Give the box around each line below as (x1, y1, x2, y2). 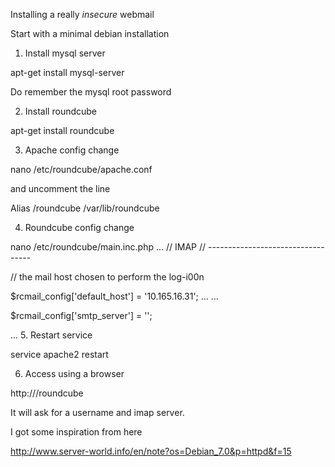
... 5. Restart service (10, 329, 93, 341)
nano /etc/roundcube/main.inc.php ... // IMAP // (10, 241, 207, 253)
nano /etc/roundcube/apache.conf (10, 164, 153, 175)
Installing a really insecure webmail (10, 9, 155, 20)
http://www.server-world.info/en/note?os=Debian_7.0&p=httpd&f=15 (10, 445, 292, 457)
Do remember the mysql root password (10, 86, 172, 98)
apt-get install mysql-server (10, 67, 125, 78)
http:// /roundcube (10, 387, 84, 399)
